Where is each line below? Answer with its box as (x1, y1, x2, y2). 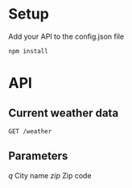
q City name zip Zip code (8, 170, 92, 180)
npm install (8, 47, 48, 55)
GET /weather (8, 127, 52, 136)
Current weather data (8, 106, 119, 119)
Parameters (8, 149, 68, 163)
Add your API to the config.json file (8, 31, 125, 41)
